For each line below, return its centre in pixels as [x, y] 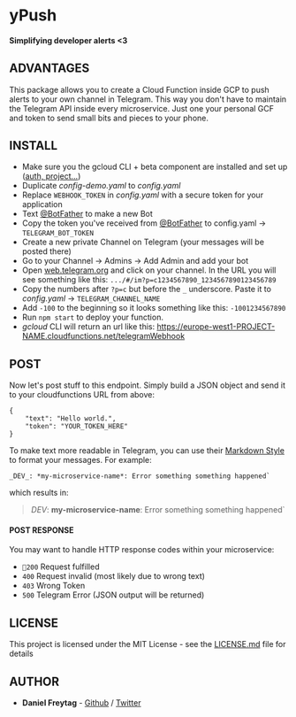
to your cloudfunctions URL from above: [82, 395]
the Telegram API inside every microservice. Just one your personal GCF [142, 108]
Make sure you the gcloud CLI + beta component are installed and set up [155, 167]
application [42, 204]
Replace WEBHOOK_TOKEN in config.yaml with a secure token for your [142, 195]
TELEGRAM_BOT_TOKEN [58, 234]
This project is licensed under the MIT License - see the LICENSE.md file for [148, 644]
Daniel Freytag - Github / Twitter [81, 703]
